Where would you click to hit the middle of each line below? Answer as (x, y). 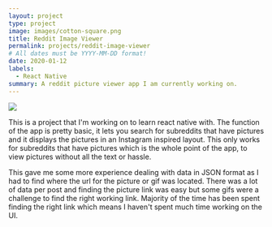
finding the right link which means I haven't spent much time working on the (135, 207)
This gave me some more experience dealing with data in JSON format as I (134, 172)
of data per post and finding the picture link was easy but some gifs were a (134, 189)
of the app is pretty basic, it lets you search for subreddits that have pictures (136, 131)
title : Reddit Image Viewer (56, 39)
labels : (22, 69)
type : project (32, 24)
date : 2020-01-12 (38, 62)
